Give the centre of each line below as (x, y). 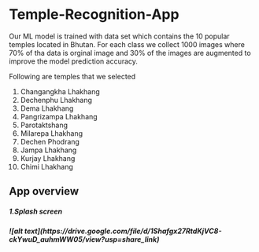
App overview (44, 191)
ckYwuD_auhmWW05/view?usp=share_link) (84, 239)
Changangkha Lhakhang (60, 91)
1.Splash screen (35, 211)
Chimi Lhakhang (47, 166)
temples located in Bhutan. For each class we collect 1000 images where (127, 44)
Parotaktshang (44, 125)
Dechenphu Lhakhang (56, 100)
